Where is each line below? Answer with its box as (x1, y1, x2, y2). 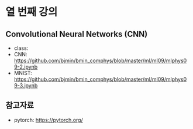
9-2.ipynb (13, 63, 38, 70)
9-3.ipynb (13, 82, 38, 89)
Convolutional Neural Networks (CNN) (5, 29, 148, 39)
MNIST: (13, 70, 33, 76)
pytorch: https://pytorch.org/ (13, 116, 83, 123)
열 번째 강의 (5, 5, 58, 19)
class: (13, 45, 29, 52)
